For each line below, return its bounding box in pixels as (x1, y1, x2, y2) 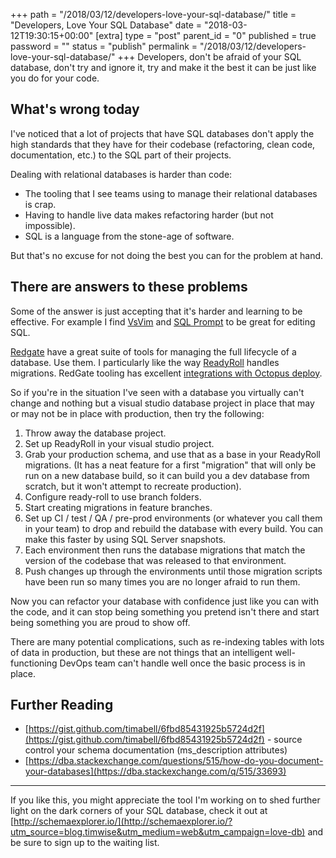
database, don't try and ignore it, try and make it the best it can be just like (10, 62, 317, 73)
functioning (10, 657, 58, 669)
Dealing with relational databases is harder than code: (10, 168, 233, 180)
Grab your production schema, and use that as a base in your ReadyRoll (24, 448, 322, 460)
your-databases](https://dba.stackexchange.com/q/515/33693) (24, 765, 287, 778)
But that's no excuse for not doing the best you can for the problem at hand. (10, 249, 324, 261)
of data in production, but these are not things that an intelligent (10, 646, 273, 658)
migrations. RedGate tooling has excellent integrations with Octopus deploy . (10, 367, 323, 379)
